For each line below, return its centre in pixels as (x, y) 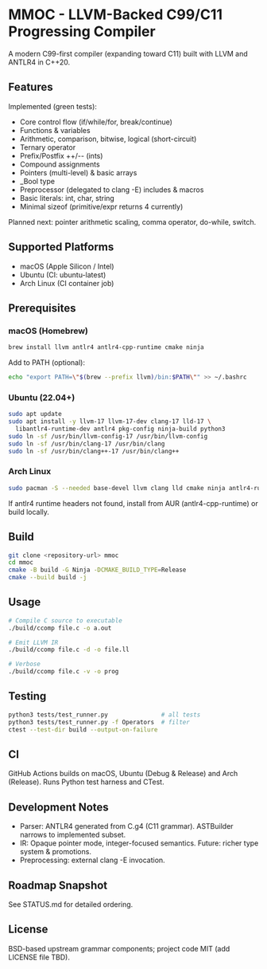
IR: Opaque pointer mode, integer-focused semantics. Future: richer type (139, 843)
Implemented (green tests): (53, 106)
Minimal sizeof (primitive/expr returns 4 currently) (101, 206)
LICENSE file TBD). (39, 957)
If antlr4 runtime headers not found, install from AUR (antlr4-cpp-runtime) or (133, 503)
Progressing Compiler (82, 31)
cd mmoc (21, 563)
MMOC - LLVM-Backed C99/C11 (116, 15)
